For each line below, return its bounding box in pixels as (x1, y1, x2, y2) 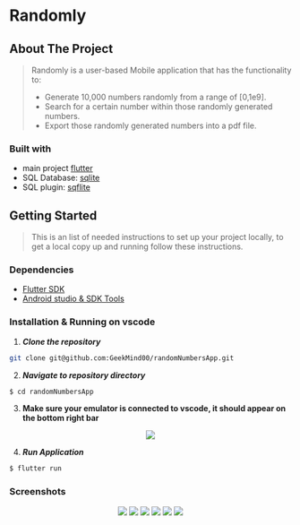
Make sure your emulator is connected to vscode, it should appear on (21, 403, 287, 414)
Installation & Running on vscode (9, 315, 156, 328)
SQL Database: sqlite (21, 172, 100, 184)
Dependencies (9, 263, 74, 276)
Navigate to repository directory (21, 369, 146, 381)
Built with (9, 142, 52, 155)
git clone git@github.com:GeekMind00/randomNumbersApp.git (9, 353, 235, 363)
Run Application (21, 447, 84, 458)
